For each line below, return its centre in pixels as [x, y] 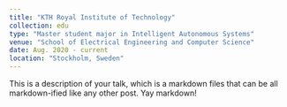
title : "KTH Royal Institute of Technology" [92, 17]
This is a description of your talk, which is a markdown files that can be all [143, 84]
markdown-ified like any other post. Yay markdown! [103, 93]
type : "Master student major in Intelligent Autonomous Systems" [132, 34]
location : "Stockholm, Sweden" [67, 58]
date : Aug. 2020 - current [59, 50]
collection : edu [39, 26]
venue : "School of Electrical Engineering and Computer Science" [132, 42]
